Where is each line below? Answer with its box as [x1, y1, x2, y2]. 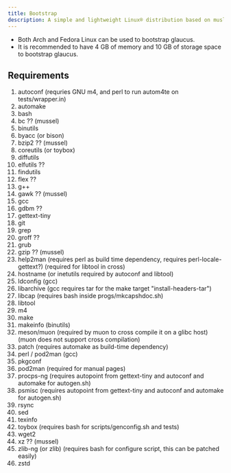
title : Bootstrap [8, 10, 58, 17]
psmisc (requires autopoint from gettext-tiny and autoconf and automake [17, 387, 224, 395]
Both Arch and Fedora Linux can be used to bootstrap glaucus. [17, 35, 195, 43]
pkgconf [17, 357, 42, 365]
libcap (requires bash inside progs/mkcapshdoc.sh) [17, 292, 164, 300]
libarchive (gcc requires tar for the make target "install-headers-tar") [17, 284, 212, 293]
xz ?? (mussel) [17, 437, 59, 446]
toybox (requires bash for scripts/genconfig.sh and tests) [17, 423, 180, 431]
